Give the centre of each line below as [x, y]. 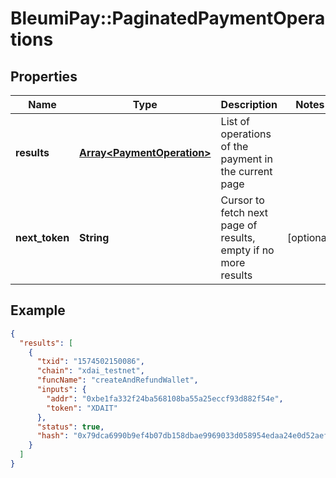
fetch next [244, 212]
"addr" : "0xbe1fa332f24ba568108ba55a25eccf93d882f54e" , [165, 398]
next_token [42, 237]
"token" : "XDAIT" [82, 408]
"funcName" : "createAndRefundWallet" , [117, 380]
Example [38, 310]
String [94, 237]
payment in [246, 159]
